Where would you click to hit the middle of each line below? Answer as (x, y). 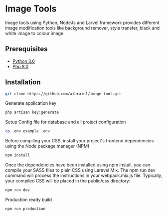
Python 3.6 (23, 61)
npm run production (25, 208)
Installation (23, 82)
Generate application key (31, 103)
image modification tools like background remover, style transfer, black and (83, 28)
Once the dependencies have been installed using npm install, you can (78, 165)
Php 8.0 (20, 66)
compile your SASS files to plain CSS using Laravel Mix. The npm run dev (80, 170)
